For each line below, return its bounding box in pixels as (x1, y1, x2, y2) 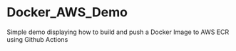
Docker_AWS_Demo (6, 4, 128, 21)
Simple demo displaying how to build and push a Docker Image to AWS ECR (6, 28, 230, 36)
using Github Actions (6, 35, 68, 43)
